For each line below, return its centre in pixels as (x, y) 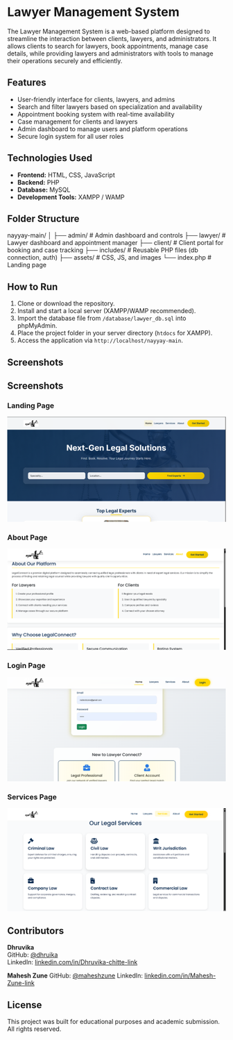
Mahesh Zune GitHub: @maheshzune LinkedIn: (75, 975)
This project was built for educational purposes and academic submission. (114, 1022)
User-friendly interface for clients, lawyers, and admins (96, 99)
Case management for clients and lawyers (77, 121)
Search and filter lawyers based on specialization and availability (110, 107)
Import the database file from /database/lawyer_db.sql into (102, 318)
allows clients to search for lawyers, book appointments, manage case (108, 46)
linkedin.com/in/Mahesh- (180, 975)
